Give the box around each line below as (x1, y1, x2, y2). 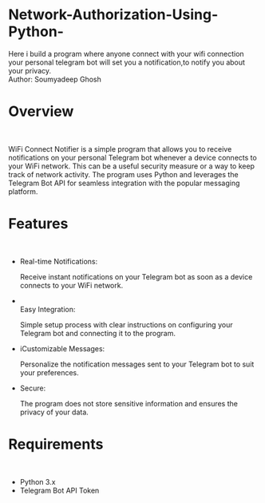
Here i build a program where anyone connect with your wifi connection (8, 49, 245, 58)
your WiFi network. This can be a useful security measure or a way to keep (8, 161, 255, 171)
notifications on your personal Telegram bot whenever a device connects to (8, 152, 257, 162)
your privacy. (8, 65, 52, 75)
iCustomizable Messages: (19, 343, 105, 353)
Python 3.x (19, 477, 56, 486)
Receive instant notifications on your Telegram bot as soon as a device (19, 271, 253, 281)
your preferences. (19, 367, 80, 377)
